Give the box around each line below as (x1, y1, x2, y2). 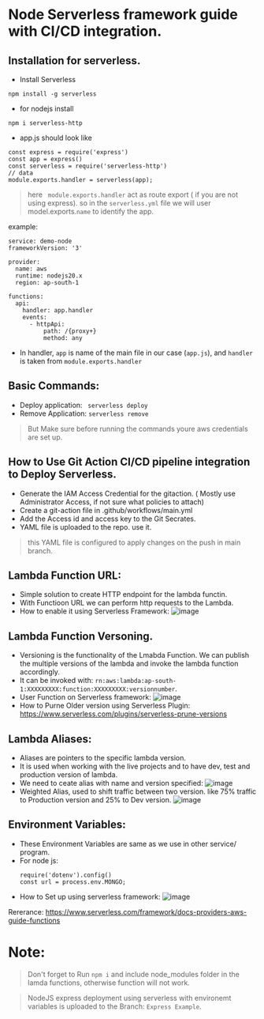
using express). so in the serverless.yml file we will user (27, 198, 211, 207)
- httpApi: (28, 320, 65, 328)
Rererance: (8, 907, 44, 916)
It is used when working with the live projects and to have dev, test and (19, 761, 251, 772)
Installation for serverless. (8, 54, 141, 67)
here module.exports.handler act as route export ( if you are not (27, 190, 239, 199)
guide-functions (8, 915, 61, 925)
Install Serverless (19, 75, 76, 84)
